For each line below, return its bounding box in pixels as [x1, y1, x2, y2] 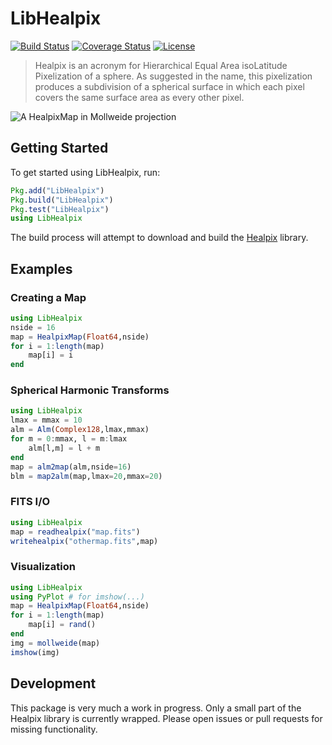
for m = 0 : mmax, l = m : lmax [10, 434, 128, 444]
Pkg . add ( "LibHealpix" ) [10, 185, 105, 196]
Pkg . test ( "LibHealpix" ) [10, 204, 110, 214]
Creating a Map [10, 290, 87, 304]
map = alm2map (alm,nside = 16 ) [10, 462, 132, 472]
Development [10, 675, 97, 692]
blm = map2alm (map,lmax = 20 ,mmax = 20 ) [10, 471, 163, 481]
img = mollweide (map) [10, 638, 101, 648]
